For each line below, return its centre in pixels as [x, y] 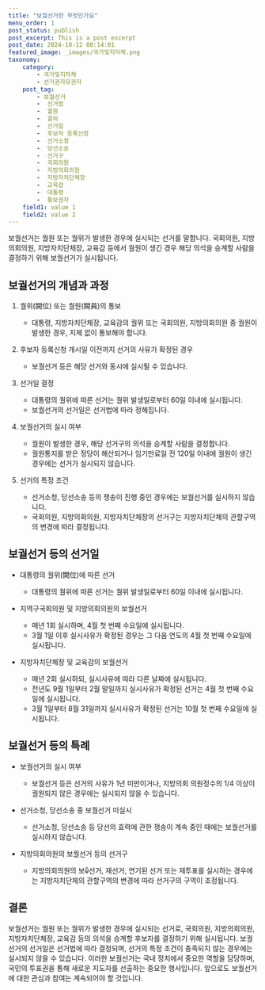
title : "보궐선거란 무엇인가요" [53, 15]
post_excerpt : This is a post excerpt [72, 38]
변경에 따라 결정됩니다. [75, 527]
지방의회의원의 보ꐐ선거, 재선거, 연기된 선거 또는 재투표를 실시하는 [132, 870]
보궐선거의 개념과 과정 [59, 285]
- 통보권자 [53, 200]
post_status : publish [44, 30]
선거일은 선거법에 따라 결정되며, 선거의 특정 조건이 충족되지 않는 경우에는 [141, 948]
